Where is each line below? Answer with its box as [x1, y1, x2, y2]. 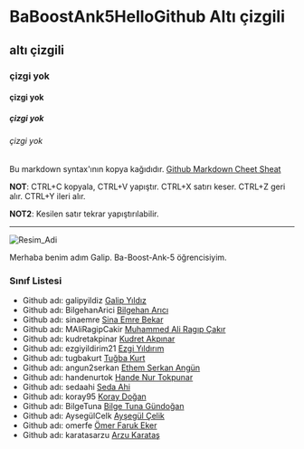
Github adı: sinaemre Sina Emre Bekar [22, 314, 164, 325]
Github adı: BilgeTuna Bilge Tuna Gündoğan [22, 400, 185, 411]
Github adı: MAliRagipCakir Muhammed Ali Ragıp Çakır [22, 323, 226, 334]
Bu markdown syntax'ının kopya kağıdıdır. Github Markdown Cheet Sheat [9, 163, 281, 174]
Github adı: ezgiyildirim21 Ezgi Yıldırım [22, 342, 165, 354]
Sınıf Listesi [9, 274, 62, 287]
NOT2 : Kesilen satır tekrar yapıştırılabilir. [9, 208, 159, 219]
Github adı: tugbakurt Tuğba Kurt [22, 352, 146, 363]
